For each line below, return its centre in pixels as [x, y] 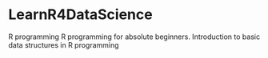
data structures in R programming [64, 44]
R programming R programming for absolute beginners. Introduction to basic [134, 37]
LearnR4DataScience [81, 15]
